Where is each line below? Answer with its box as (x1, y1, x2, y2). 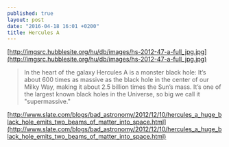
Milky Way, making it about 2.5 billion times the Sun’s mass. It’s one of (23, 83, 221, 91)
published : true (7, 10, 53, 17)
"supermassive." (23, 97, 71, 106)
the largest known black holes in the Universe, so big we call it (23, 90, 200, 98)
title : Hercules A (7, 29, 60, 36)
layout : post (7, 16, 45, 23)
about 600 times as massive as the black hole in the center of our (23, 76, 209, 84)
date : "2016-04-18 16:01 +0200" (7, 23, 99, 29)
